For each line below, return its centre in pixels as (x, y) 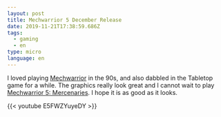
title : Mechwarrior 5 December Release (65, 20)
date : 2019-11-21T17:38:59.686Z (54, 26)
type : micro (24, 52)
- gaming (26, 39)
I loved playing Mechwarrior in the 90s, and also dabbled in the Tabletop (110, 78)
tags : (15, 33)
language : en (26, 58)
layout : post (26, 13)
